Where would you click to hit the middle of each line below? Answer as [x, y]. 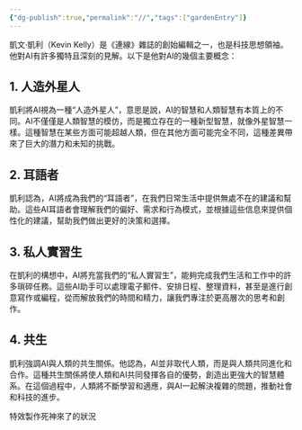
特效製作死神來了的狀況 [53, 416]
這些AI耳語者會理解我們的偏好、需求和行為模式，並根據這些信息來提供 [155, 210]
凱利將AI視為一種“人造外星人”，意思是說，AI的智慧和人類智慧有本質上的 [142, 110]
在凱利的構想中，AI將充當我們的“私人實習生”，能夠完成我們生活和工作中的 [147, 275]
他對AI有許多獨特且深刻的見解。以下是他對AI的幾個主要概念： [123, 56]
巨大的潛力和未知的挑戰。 [72, 144]
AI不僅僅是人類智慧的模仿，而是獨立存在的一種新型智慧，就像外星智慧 [155, 121]
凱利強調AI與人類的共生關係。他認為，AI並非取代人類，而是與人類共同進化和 [151, 363]
